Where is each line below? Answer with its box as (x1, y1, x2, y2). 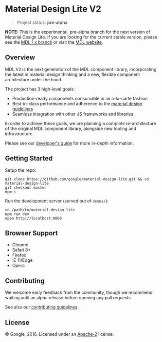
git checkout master (5, 185, 47, 190)
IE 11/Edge (12, 257, 33, 263)
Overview (5, 54, 36, 62)
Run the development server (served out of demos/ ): (5, 198, 108, 204)
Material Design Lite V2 (5, 3, 101, 15)
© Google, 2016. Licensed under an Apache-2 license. (5, 331, 114, 337)
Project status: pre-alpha (17, 19, 68, 25)
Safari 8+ (12, 247, 31, 253)
